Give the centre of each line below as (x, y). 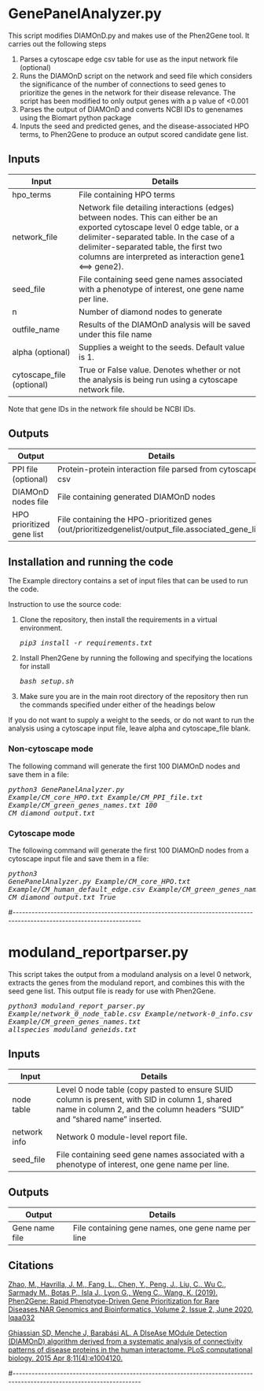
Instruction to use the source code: (65, 605)
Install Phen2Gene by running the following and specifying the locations (136, 658)
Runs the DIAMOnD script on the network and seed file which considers (136, 76)
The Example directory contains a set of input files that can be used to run (128, 581)
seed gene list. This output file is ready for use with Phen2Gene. (112, 991)
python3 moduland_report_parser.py (77, 1006)
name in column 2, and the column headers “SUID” (150, 1109)
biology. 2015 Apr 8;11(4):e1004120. (66, 1358)
